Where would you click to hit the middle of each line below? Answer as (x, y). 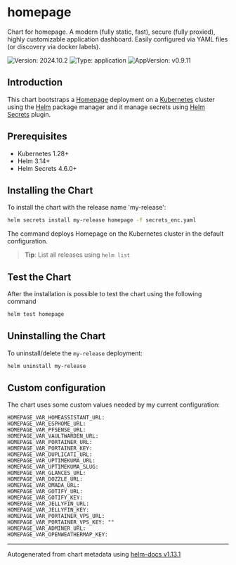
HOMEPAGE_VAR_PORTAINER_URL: (50, 443)
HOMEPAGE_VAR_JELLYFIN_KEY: (48, 510)
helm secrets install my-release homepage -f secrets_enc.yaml (102, 220)
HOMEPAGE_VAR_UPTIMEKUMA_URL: (52, 461)
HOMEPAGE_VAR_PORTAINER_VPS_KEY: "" (61, 522)
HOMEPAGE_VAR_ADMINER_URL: (47, 528)
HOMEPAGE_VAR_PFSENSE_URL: (47, 430)
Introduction (35, 83)
